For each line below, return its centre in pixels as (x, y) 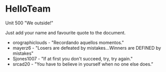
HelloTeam (28, 9)
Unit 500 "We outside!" (29, 23)
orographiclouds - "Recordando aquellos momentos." (68, 42)
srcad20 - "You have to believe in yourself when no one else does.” (83, 64)
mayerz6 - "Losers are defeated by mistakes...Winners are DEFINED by (87, 48)
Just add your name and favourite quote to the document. (66, 32)
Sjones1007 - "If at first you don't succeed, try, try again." (73, 58)
